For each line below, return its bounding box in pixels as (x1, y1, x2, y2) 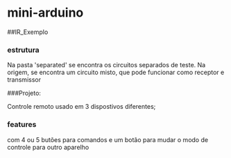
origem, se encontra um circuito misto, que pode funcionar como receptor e (7, 68, 225, 77)
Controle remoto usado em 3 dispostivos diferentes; (7, 103, 156, 111)
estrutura (7, 45, 40, 55)
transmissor (7, 76, 42, 84)
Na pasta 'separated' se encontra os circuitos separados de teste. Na (7, 61, 206, 69)
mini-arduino (7, 5, 84, 21)
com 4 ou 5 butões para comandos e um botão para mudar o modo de (7, 135, 209, 143)
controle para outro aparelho (7, 143, 89, 151)
